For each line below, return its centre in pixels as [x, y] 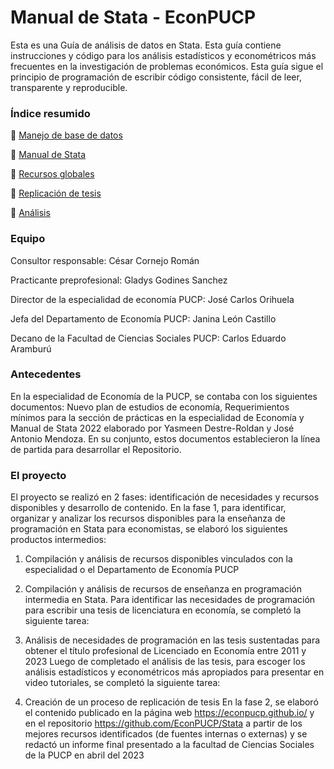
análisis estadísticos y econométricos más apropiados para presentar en [174, 672]
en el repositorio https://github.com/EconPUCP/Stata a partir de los [163, 723]
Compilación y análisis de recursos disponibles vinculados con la [158, 559]
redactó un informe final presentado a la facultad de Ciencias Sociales [169, 745]
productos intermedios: [58, 540]
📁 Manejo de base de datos [66, 135]
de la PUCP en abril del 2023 [84, 755]
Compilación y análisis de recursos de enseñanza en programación [163, 589]
